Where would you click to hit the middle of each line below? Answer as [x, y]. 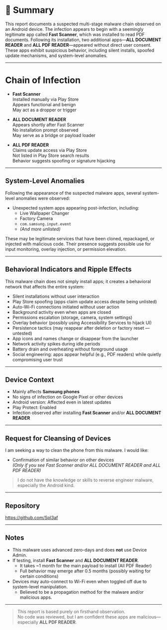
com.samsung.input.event [45, 224]
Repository [23, 506]
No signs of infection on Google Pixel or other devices [68, 397]
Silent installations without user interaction [56, 296]
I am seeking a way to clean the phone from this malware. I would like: [77, 450]
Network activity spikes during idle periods [56, 344]
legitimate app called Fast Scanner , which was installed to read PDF [75, 34]
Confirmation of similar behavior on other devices [63, 460]
